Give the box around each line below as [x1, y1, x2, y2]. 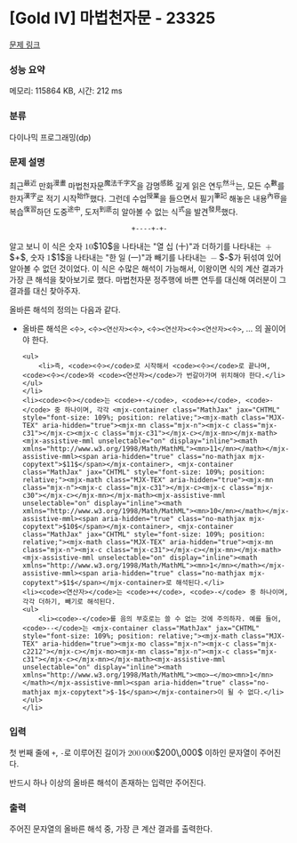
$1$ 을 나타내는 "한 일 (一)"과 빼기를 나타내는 [50, 251, 207, 263]
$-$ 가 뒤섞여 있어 [219, 251, 282, 263]
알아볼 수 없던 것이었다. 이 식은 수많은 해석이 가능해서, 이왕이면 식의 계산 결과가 [9, 263, 285, 274]
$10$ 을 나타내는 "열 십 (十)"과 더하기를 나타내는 [92, 240, 262, 252]
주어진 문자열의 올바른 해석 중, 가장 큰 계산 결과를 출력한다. [9, 823, 213, 834]
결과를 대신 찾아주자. [9, 285, 81, 296]
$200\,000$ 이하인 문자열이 [154, 747, 258, 759]
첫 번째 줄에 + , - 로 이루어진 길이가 [9, 748, 126, 759]
